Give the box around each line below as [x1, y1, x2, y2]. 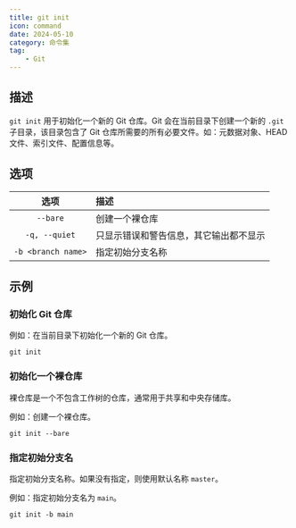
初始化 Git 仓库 [9, 307, 73, 320]
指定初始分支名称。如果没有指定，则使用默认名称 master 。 [9, 473, 223, 483]
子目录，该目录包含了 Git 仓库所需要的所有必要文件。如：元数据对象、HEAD [9, 126, 288, 137]
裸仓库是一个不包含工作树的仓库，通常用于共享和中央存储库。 [9, 392, 236, 403]
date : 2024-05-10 [9, 29, 74, 38]
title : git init [9, 13, 70, 22]
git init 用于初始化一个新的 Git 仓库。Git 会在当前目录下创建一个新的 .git [9, 115, 284, 126]
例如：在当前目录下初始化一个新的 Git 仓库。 [9, 330, 173, 340]
